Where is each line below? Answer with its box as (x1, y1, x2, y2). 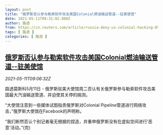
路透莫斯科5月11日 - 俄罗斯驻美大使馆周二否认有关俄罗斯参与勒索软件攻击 (5, 85, 152, 91)
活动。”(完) (10, 124, 31, 130)
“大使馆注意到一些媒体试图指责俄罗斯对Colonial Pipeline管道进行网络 (5, 102, 142, 108)
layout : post (5, 7, 32, 12)
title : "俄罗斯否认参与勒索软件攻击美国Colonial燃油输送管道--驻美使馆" (5, 12, 137, 17)
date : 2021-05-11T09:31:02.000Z (5, 16, 70, 21)
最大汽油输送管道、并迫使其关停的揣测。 (9, 92, 90, 98)
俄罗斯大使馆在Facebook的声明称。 (13, 108, 84, 114)
